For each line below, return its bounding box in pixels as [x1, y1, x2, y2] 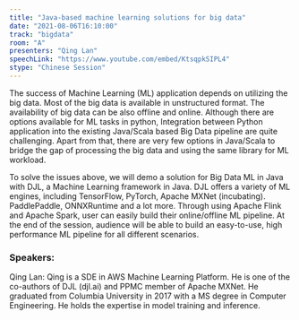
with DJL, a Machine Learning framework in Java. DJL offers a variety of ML [9, 181, 291, 192]
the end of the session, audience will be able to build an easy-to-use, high [9, 219, 283, 229]
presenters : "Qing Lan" [9, 47, 98, 56]
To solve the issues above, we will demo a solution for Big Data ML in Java [9, 171, 284, 182]
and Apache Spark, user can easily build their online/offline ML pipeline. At [9, 210, 285, 221]
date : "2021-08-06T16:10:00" [9, 22, 118, 30]
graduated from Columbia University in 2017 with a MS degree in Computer [9, 290, 286, 301]
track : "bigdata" [9, 30, 74, 39]
